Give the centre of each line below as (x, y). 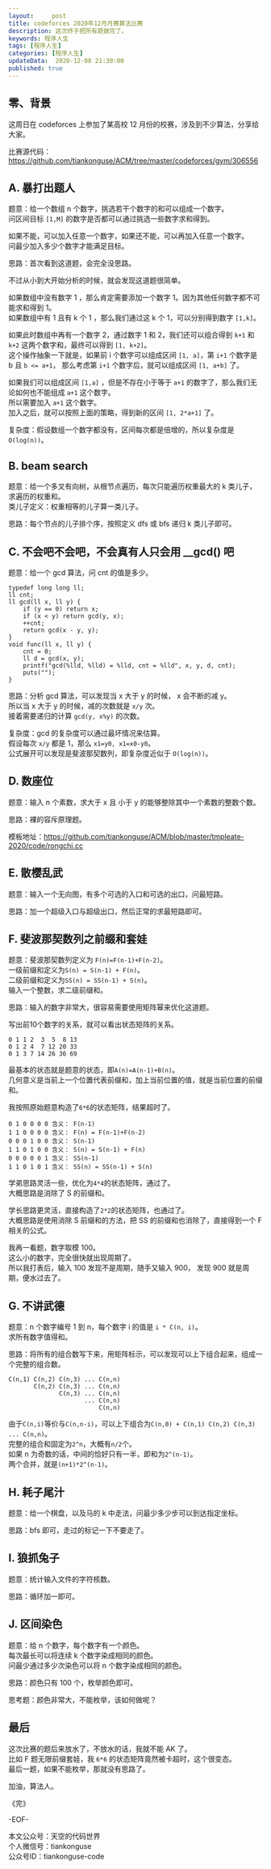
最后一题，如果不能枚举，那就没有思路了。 (79, 1769)
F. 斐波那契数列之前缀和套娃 (78, 939)
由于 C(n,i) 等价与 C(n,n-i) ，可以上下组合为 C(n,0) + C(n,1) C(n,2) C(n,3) (132, 1424)
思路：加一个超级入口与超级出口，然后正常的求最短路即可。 (107, 911)
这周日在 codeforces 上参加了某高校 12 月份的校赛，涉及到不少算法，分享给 (134, 124)
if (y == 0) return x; (61, 609)
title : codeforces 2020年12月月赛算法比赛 (76, 23)
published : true (35, 69)
